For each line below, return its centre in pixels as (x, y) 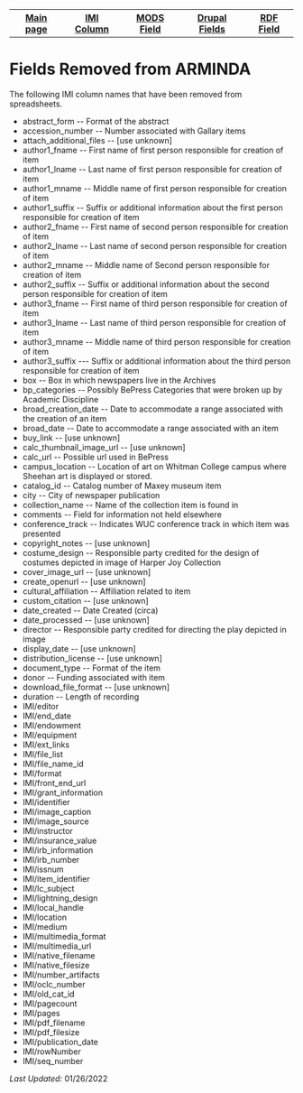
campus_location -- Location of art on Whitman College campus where (154, 466)
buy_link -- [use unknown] (71, 438)
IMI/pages (41, 1013)
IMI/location (45, 917)
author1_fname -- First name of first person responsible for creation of (153, 150)
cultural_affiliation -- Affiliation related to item (106, 591)
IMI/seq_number (53, 1061)
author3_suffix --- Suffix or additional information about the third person (156, 361)
